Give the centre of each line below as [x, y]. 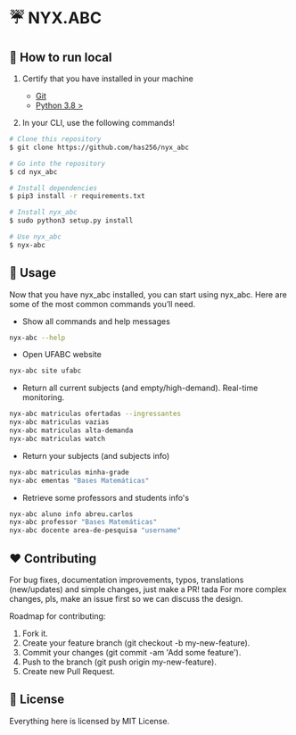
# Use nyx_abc [36, 237]
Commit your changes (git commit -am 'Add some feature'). [132, 652]
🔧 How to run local [61, 57]
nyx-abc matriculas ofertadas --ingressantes [95, 414]
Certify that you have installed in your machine [108, 79]
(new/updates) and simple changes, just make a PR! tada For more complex [148, 589]
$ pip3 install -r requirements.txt [77, 196]
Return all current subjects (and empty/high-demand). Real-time [140, 388]
